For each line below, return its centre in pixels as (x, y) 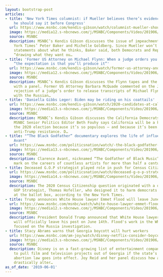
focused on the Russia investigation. (53, 226)
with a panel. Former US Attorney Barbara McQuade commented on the (84, 86)
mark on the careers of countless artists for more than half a (80, 163)
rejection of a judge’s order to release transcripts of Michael (81, 91)
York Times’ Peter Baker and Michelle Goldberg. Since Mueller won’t (86, 46)
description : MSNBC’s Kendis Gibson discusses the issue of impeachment (84, 41)
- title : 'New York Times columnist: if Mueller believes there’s (73, 18)
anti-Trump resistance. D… (41, 132)
